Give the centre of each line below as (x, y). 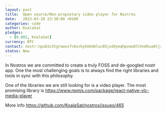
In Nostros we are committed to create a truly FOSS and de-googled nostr (80, 65)
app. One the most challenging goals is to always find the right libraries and (82, 70)
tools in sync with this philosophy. (40, 75)
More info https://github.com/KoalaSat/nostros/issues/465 (65, 105)
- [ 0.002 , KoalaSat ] (31, 38)
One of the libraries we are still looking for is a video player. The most (76, 85)
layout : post (19, 10)
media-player (19, 95)
